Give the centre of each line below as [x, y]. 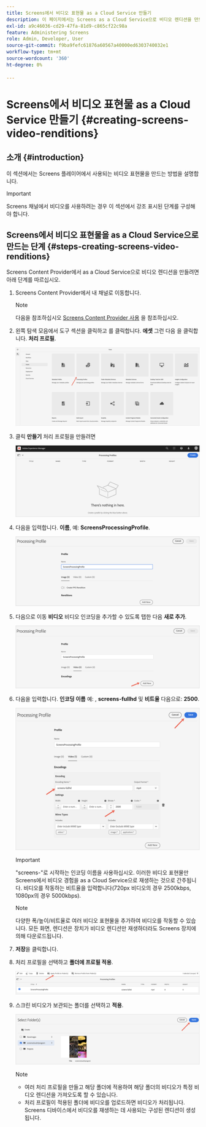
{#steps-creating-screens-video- [113, 246]
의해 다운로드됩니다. [39, 936]
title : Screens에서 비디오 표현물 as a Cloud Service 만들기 [79, 13]
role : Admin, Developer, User [45, 39]
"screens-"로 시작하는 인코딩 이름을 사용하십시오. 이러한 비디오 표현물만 [102, 872]
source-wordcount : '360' [38, 58]
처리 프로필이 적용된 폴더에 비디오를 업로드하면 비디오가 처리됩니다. [105, 1102]
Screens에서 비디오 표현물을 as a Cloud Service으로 [103, 235]
